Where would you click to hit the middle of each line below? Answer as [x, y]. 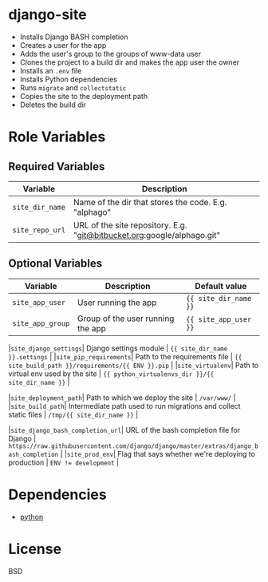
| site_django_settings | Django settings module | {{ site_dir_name [118, 348]
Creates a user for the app [63, 45]
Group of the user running [126, 319]
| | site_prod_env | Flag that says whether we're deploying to [158, 453]
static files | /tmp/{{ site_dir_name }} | [73, 414]
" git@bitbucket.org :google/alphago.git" [147, 235]
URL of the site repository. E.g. [130, 225]
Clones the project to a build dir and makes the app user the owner [130, 62]
